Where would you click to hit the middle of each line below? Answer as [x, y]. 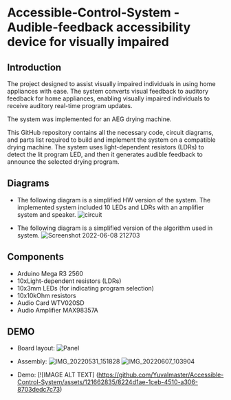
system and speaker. [46, 214]
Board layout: [36, 348]
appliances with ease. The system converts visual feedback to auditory [108, 91]
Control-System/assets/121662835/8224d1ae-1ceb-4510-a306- [107, 382]
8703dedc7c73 [38, 390]
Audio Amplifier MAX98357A [57, 310]
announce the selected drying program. [63, 162]
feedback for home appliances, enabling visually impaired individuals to [109, 98]
